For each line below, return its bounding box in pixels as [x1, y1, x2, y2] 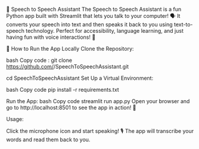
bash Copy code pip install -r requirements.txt [6, 86, 119, 93]
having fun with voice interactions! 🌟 [6, 33, 96, 41]
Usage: [6, 116, 24, 122]
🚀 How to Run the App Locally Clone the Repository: [6, 45, 134, 52]
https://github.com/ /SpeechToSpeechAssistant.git [6, 63, 129, 70]
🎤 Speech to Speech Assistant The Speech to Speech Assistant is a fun [6, 6, 182, 13]
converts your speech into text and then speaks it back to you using [6, 21, 173, 28]
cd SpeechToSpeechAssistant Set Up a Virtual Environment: [6, 74, 154, 82]
